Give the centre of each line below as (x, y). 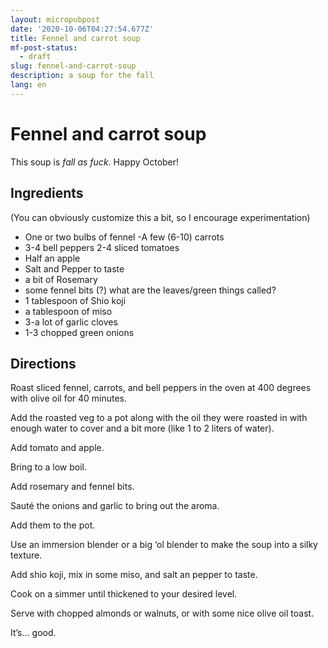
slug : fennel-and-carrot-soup (73, 66)
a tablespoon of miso (68, 311)
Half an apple (52, 258)
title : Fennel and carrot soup (75, 38)
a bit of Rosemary (61, 279)
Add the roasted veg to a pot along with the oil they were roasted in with (159, 418)
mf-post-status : (44, 47)
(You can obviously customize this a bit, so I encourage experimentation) (160, 217)
